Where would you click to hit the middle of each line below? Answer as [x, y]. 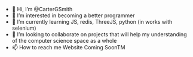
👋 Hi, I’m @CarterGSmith [42, 9]
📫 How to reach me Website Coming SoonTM [68, 47]
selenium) [24, 28]
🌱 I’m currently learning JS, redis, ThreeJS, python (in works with [92, 22]
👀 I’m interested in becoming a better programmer [73, 15]
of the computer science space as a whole [64, 41]
